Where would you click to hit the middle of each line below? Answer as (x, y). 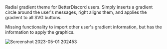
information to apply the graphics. (40, 32)
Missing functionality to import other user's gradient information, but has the (83, 27)
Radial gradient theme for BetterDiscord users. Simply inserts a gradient (79, 7)
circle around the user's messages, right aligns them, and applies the (76, 12)
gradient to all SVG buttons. (33, 17)
